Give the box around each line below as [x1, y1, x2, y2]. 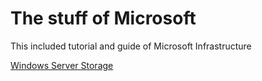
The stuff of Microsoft [10, 7, 197, 30]
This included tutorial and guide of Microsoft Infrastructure [10, 40, 252, 52]
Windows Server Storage [10, 59, 114, 71]
